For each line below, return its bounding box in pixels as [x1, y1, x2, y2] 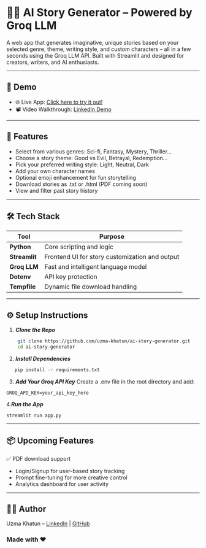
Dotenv [9, 272, 31, 281]
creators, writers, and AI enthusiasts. [6, 58, 99, 66]
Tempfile [9, 282, 36, 291]
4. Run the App [6, 400, 44, 407]
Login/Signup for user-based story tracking [15, 467, 125, 474]
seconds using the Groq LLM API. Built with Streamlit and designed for [6, 52, 185, 59]
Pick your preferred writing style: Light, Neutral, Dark [15, 161, 149, 168]
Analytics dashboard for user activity [15, 480, 109, 487]
